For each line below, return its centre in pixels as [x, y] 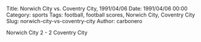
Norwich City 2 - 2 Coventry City [47, 33]
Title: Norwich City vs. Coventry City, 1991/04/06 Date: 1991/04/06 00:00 [97, 9]
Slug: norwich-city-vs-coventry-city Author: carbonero [74, 21]
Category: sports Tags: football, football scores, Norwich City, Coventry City [101, 15]
